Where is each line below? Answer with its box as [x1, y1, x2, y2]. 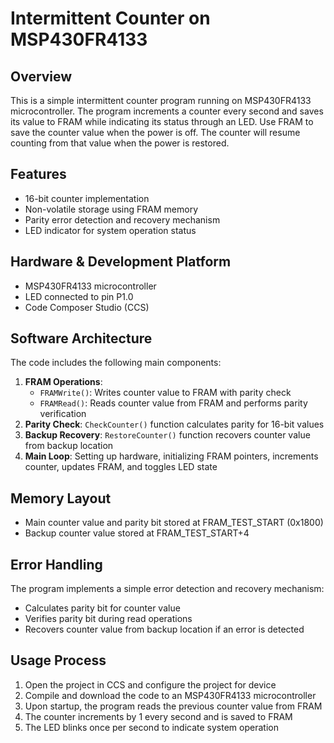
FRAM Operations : [24, 376, 103, 388]
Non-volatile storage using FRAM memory [24, 203, 199, 215]
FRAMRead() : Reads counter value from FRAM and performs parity [39, 397, 308, 409]
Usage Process [10, 652, 107, 669]
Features [10, 166, 67, 183]
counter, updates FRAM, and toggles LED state [24, 461, 218, 473]
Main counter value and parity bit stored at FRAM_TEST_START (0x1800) [24, 517, 324, 529]
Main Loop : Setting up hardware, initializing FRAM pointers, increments [24, 450, 319, 462]
